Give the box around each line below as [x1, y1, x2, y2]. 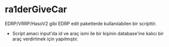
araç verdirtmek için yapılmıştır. [12, 36, 79, 42]
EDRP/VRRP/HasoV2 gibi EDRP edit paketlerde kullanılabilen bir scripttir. [5, 20, 157, 27]
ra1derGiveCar [5, 4, 67, 15]
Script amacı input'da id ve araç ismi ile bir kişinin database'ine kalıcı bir [12, 30, 164, 36]
